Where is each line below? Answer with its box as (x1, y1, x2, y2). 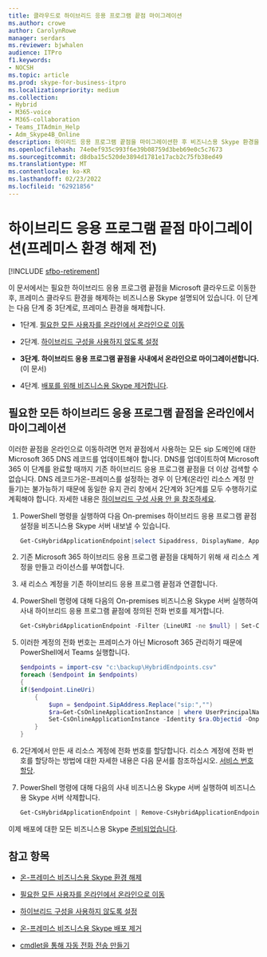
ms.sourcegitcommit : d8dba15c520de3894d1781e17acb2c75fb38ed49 (8, 153, 223, 161)
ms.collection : (8, 93, 59, 101)
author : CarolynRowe (8, 26, 77, 34)
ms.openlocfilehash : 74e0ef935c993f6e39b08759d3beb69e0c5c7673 (8, 145, 223, 153)
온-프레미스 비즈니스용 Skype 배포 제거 (19, 923, 142, 933)
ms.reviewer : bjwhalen (8, 42, 84, 50)
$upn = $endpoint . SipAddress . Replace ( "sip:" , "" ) (49, 701, 214, 709)
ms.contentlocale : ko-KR (8, 168, 91, 176)
